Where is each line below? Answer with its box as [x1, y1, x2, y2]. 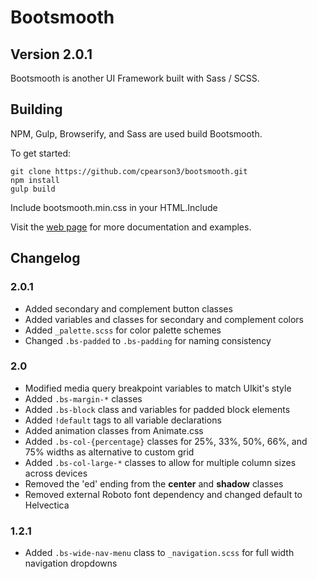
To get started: [10, 147, 72, 159]
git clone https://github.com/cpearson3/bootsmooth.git [10, 166, 248, 176]
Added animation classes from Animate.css [24, 424, 204, 436]
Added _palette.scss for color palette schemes [24, 324, 222, 336]
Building [10, 101, 63, 118]
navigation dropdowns [24, 557, 118, 570]
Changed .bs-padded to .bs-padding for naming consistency [24, 334, 272, 346]
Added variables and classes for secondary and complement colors [24, 313, 305, 325]
